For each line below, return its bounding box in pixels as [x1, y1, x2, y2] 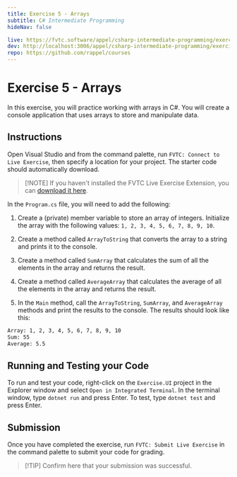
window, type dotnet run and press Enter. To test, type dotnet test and [7, 394, 216, 402]
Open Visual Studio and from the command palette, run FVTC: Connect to [7, 150, 220, 158]
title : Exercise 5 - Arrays [7, 10, 90, 18]
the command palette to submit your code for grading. [7, 448, 165, 456]
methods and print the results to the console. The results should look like [17, 305, 230, 314]
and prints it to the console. [17, 242, 97, 251]
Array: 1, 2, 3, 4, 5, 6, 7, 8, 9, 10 [7, 326, 121, 334]
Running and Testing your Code [7, 360, 150, 372]
